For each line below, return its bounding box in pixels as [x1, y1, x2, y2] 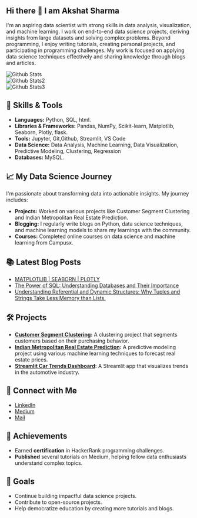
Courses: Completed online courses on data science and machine [14, 233, 176, 240]
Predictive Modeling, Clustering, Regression [14, 147, 122, 154]
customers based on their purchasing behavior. [14, 337, 129, 344]
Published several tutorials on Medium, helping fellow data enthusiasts [14, 453, 187, 460]
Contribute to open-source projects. [14, 499, 102, 506]
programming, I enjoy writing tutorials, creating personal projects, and [6, 40, 175, 47]
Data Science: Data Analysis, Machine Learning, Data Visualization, [14, 141, 179, 148]
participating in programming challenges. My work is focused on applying [6, 47, 185, 54]
